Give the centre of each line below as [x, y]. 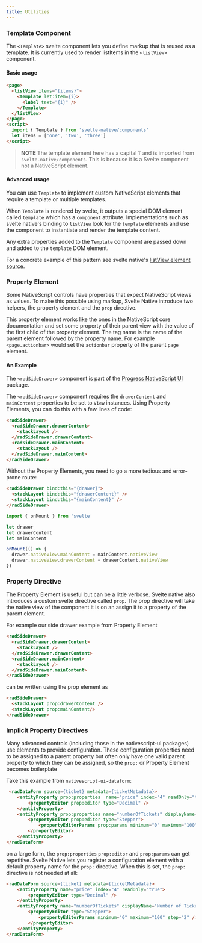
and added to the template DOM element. [57, 248]
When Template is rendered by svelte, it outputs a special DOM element [94, 211]
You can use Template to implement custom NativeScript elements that [93, 193]
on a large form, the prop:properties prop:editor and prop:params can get [98, 853]
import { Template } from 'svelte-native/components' [80, 130]
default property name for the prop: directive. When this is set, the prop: [96, 866]
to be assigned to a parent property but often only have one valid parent [96, 756]
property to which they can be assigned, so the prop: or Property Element [98, 763]
